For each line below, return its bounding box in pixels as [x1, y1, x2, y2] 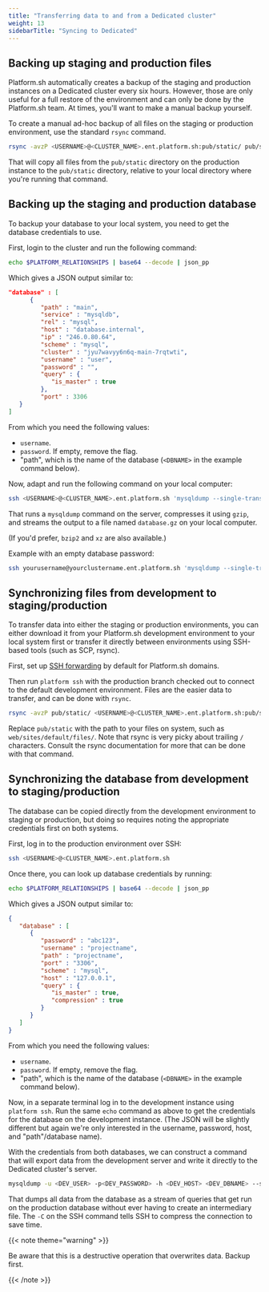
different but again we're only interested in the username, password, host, [8, 1123, 252, 1132]
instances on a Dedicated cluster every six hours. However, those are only [8, 86, 254, 96]
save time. [8, 1220, 42, 1229]
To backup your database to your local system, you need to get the [8, 218, 230, 229]
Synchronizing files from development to [8, 586, 217, 600]
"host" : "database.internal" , [40, 326, 146, 334]
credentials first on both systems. [8, 823, 118, 832]
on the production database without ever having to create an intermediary [8, 1202, 252, 1212]
